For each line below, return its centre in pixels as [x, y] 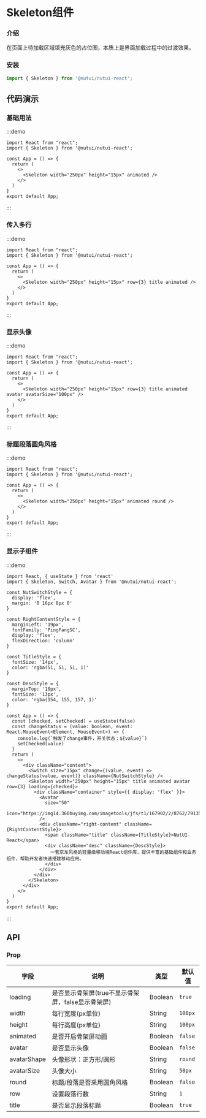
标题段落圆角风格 [32, 444]
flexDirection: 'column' [44, 641]
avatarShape [28, 1059]
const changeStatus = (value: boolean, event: [72, 726]
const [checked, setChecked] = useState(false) [74, 721]
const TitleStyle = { [34, 656]
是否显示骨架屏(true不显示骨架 [96, 993]
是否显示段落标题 [76, 1106]
